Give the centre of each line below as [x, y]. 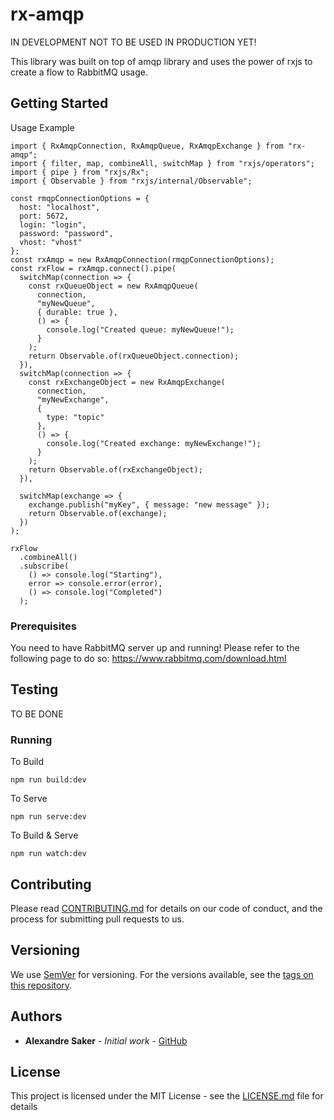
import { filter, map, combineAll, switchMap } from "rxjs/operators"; [162, 163]
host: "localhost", [60, 207]
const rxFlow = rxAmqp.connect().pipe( [93, 268]
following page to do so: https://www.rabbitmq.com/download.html [148, 659]
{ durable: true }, [77, 312]
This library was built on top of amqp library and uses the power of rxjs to [161, 61]
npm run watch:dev [48, 854]
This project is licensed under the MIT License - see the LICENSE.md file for [167, 1096]
